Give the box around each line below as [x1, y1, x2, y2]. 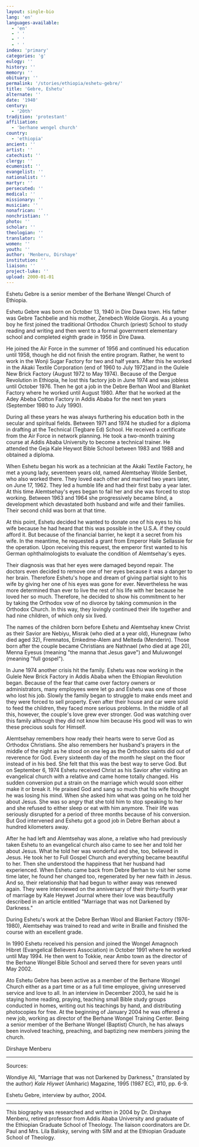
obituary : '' [6, 75, 38, 81]
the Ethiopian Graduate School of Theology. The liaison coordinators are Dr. [6, 1121, 191, 1128]
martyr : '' [6, 180, 33, 186]
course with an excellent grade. [6, 928, 83, 935]
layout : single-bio [6, 8, 54, 15]
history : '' [6, 64, 36, 70]
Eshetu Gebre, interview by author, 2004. [6, 1091, 107, 1098]
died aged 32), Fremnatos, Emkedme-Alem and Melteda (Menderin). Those [6, 636, 190, 643]
